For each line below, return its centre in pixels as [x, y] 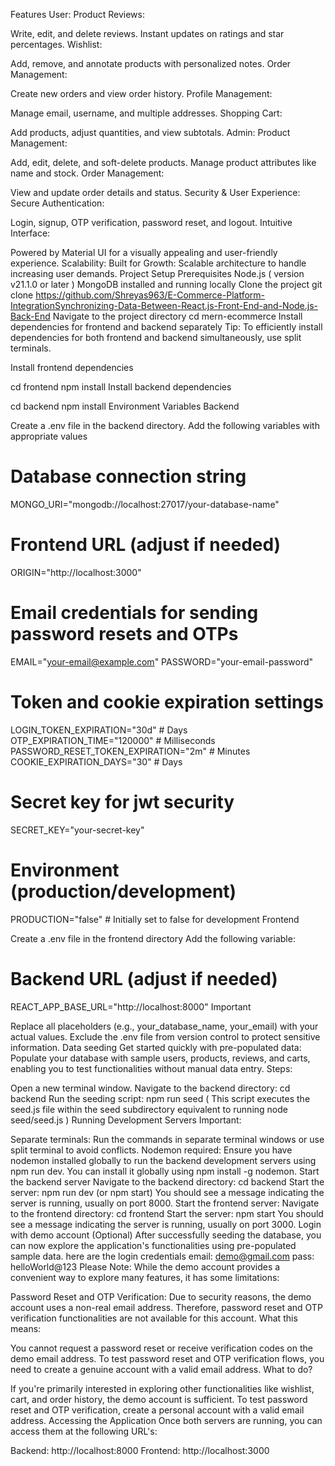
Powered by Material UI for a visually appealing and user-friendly [144, 252]
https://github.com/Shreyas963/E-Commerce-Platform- [150, 295]
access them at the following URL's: [84, 1431]
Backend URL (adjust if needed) [144, 978]
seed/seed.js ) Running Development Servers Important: [126, 1120]
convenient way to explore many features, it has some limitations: [145, 1277]
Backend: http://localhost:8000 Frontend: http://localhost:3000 [140, 1450]
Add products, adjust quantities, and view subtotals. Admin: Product [150, 132]
